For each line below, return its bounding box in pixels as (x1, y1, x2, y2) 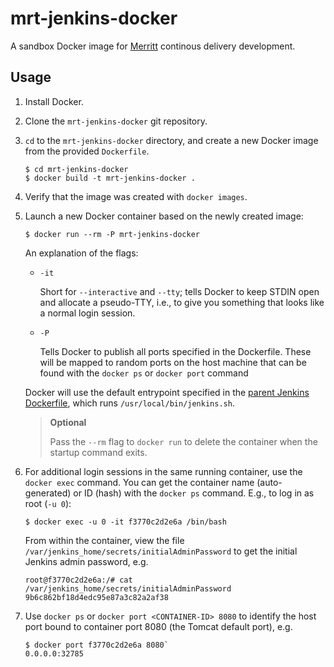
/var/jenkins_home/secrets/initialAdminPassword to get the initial (24, 545, 298, 557)
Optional (49, 416, 87, 428)
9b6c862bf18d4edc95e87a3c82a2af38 (24, 592, 169, 602)
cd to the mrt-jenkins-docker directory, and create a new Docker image (24, 134, 319, 146)
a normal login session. (39, 307, 136, 319)
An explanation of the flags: (24, 247, 139, 259)
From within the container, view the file (24, 534, 185, 546)
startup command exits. (49, 446, 148, 458)
